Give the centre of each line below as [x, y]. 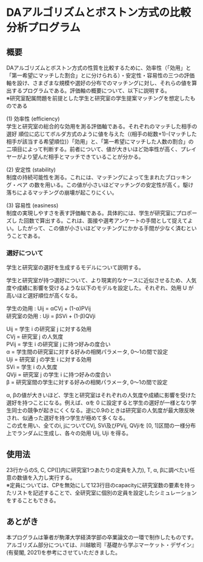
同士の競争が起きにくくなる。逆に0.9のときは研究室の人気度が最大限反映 [103, 411]
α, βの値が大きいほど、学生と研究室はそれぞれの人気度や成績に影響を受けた [101, 395]
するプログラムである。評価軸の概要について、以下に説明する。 [91, 91]
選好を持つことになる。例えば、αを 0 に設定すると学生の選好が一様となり [99, 403]
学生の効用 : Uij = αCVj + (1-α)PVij [48, 308]
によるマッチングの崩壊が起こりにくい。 [67, 193]
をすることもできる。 [33, 501]
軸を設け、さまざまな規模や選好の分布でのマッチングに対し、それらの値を [99, 83]
